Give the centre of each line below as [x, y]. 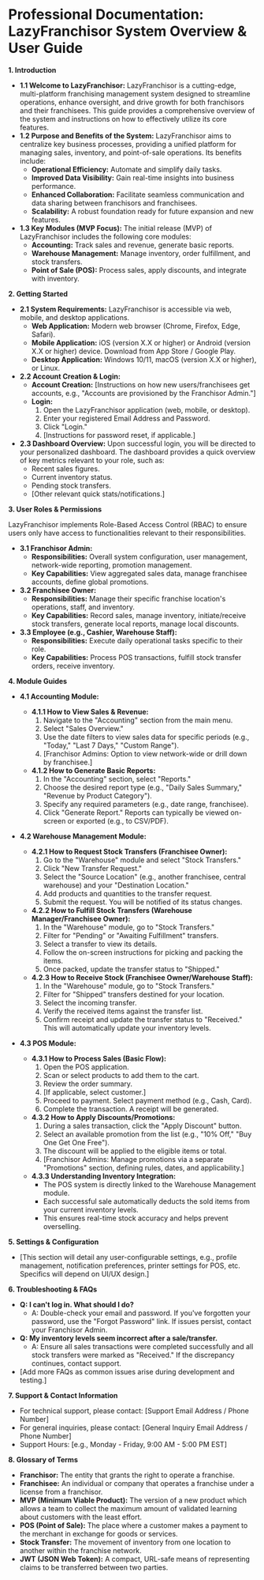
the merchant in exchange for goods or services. [99, 1533]
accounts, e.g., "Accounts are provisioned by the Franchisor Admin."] [143, 393]
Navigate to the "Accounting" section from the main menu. [138, 720]
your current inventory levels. [91, 1209]
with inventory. [56, 278]
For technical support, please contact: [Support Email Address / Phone [134, 1410]
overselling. [62, 1226]
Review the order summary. [87, 1084]
